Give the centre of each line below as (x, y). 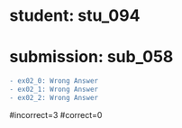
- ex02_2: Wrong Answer (54, 97)
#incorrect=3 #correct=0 (56, 114)
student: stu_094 (75, 16)
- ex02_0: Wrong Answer (54, 81)
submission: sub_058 (91, 57)
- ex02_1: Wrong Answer (54, 89)
